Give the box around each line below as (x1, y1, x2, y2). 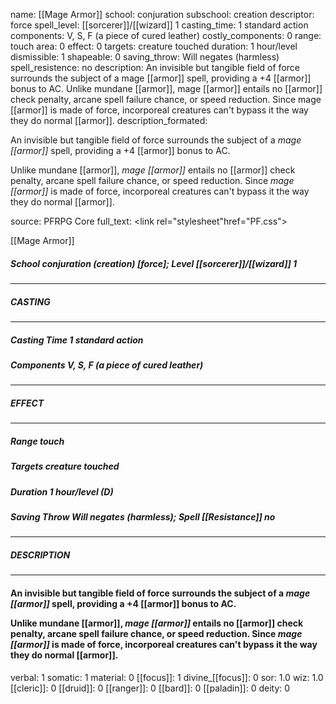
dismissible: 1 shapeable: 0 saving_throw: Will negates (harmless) (10, 51, 280, 63)
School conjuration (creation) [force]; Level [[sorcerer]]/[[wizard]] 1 (10, 257, 298, 269)
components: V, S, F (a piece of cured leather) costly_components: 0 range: (10, 30, 322, 41)
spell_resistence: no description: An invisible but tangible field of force (10, 62, 300, 73)
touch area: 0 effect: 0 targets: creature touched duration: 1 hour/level (10, 40, 298, 52)
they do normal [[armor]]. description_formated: (10, 115, 208, 126)
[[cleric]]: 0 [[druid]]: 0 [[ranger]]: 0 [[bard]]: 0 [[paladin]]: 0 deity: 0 (10, 682, 291, 694)
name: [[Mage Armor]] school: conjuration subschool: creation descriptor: (10, 9, 315, 20)
